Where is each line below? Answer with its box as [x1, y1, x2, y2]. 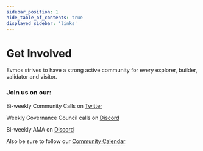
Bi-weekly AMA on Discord [6, 125, 74, 133]
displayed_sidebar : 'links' [6, 20, 78, 26]
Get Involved [6, 46, 72, 60]
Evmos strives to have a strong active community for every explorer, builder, [6, 66, 198, 74]
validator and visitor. [6, 73, 57, 80]
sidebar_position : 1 [6, 9, 59, 15]
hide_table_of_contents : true [6, 15, 84, 21]
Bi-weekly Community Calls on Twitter [6, 102, 102, 110]
